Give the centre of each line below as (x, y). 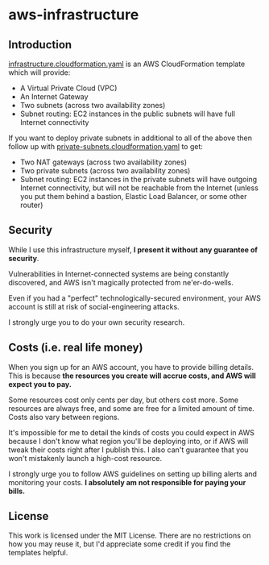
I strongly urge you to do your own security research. (97, 322)
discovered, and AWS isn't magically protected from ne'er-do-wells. (121, 282)
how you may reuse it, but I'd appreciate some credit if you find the (120, 544)
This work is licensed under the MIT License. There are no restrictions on (130, 536)
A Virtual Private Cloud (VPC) (68, 88)
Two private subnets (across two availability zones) (105, 170)
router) (31, 205)
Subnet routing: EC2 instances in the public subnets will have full (128, 114)
